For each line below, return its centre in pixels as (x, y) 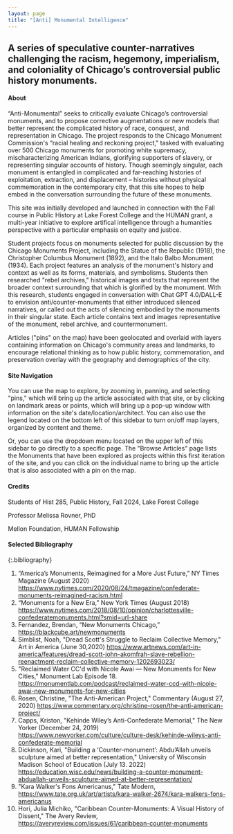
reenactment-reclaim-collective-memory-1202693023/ (96, 661)
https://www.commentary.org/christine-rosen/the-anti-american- (130, 705)
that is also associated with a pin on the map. (72, 471)
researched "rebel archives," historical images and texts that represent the (114, 280)
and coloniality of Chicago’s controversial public (114, 70)
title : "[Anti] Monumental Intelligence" (68, 20)
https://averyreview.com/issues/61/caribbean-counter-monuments (113, 823)
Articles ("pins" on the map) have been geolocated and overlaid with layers (115, 338)
